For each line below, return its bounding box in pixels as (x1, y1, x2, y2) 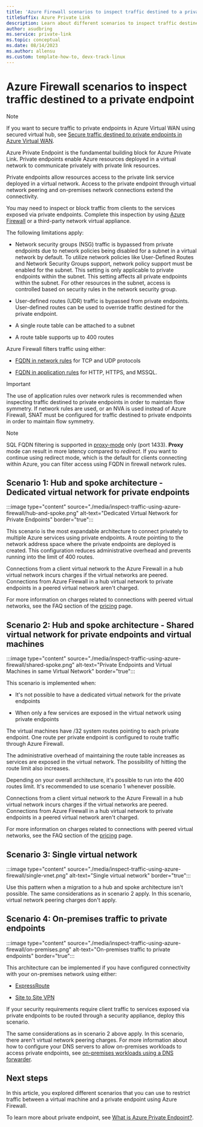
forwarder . (6, 1055, 33, 1063)
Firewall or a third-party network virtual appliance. (6, 217, 131, 224)
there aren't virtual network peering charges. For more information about (6, 1036, 187, 1044)
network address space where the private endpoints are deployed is (6, 541, 176, 548)
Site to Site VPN (14, 994, 55, 1001)
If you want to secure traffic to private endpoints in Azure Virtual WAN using (6, 124, 195, 132)
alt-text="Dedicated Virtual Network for (80, 510, 178, 517)
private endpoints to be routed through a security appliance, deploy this (6, 1012, 185, 1019)
